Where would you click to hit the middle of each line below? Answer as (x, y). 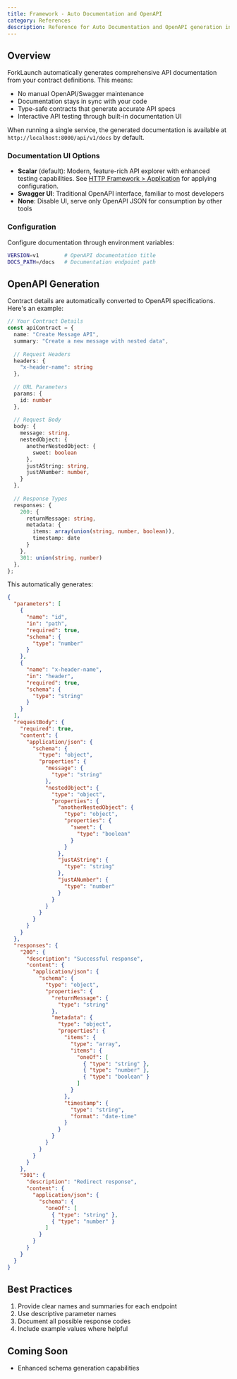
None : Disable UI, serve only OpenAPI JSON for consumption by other (120, 201)
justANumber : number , (58, 473)
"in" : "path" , (47, 623)
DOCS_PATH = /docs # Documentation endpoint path (82, 262)
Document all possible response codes (74, 1321)
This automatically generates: (50, 584)
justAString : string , (58, 466)
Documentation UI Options (54, 156)
